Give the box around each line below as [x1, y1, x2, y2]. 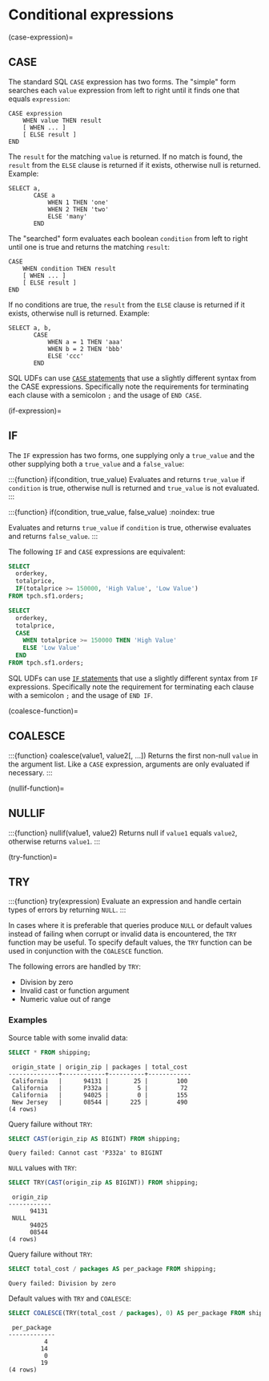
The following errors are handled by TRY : [8, 962, 142, 971]
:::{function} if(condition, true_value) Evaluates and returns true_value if [8, 474, 246, 484]
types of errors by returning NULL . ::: [8, 905, 126, 915]
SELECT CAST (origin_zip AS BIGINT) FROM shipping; [8, 1134, 181, 1142]
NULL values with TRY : [8, 1163, 78, 1173]
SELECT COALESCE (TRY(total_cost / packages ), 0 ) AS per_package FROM [8, 1309, 246, 1318]
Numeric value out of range [19, 995, 111, 1004]
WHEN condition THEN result [22, 264, 116, 272]
